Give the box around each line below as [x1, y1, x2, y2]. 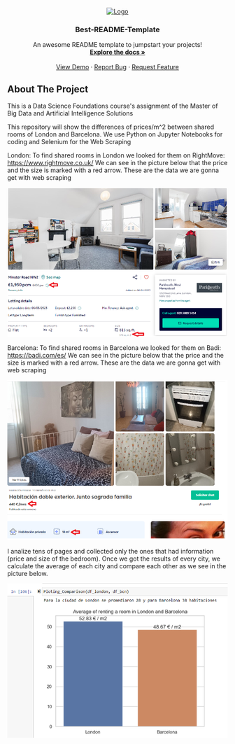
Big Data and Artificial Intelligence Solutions [7, 109, 134, 118]
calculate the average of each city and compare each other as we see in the [7, 561, 227, 570]
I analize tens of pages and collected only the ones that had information [7, 547, 214, 555]
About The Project [7, 83, 89, 95]
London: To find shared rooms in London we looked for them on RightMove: [7, 151, 225, 160]
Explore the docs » [90, 48, 145, 57]
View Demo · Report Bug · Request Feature [55, 63, 180, 71]
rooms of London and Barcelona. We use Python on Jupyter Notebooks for [7, 130, 223, 139]
